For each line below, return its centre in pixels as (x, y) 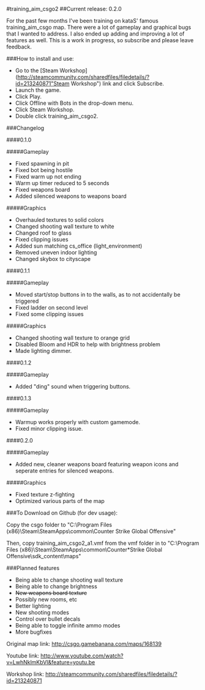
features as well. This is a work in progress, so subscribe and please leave (100, 40)
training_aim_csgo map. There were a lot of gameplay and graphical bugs (99, 27)
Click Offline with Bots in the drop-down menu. (74, 103)
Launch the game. (38, 90)
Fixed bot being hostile (44, 170)
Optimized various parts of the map (60, 501)
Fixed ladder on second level (51, 308)
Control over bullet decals (48, 619)
